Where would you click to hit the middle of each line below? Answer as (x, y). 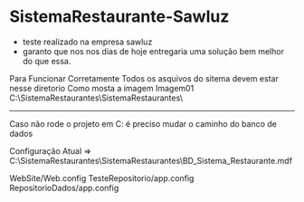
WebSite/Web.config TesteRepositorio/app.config (102, 178)
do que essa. (47, 61)
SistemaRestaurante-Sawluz (119, 17)
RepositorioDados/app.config (64, 188)
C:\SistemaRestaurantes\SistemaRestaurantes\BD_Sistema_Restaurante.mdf (151, 160)
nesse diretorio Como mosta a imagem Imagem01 (102, 88)
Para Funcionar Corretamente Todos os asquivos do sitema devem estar (144, 78)
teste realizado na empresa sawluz (87, 42)
